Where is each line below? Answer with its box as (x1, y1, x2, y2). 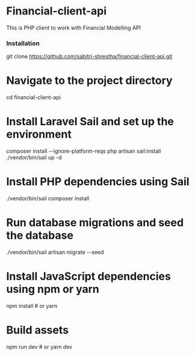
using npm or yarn (6, 283, 99, 296)
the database (6, 229, 74, 242)
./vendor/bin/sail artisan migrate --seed (6, 248, 104, 256)
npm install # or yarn (6, 302, 58, 309)
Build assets (6, 324, 69, 337)
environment (6, 127, 72, 141)
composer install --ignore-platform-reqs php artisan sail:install (6, 147, 161, 155)
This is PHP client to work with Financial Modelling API (6, 24, 141, 31)
